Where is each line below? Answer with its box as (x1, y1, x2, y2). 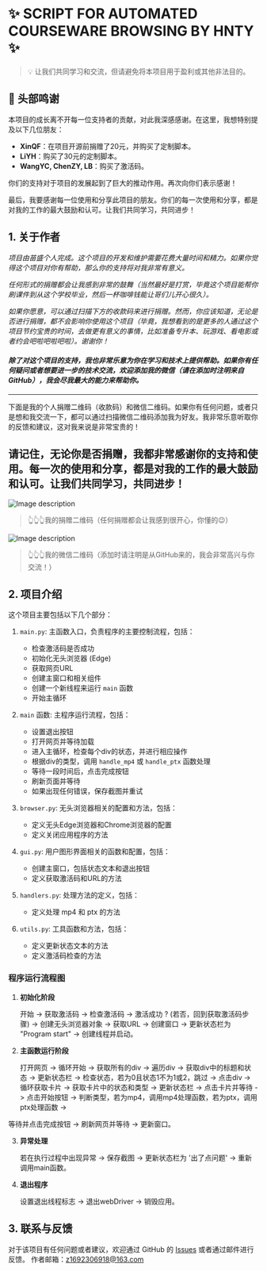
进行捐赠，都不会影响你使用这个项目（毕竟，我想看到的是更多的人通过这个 (14, 316, 258, 326)
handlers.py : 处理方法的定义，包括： (19, 890, 140, 900)
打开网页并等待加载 (31, 737, 95, 746)
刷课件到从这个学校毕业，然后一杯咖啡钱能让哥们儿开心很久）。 (8, 289, 213, 299)
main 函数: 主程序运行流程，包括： (19, 710, 131, 720)
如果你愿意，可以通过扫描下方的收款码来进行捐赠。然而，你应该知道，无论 (8, 306, 251, 316)
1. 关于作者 (8, 231, 61, 244)
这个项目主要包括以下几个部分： (8, 610, 113, 619)
